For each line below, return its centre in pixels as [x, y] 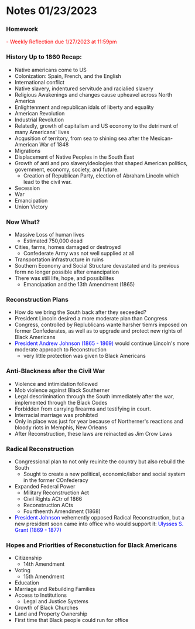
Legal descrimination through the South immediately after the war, [94, 396]
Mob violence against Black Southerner [62, 390]
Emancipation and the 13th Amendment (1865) [79, 285]
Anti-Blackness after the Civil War [56, 371]
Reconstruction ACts [48, 505]
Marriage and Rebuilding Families [55, 589]
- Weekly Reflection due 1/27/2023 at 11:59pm [61, 42]
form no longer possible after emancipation [67, 272]
